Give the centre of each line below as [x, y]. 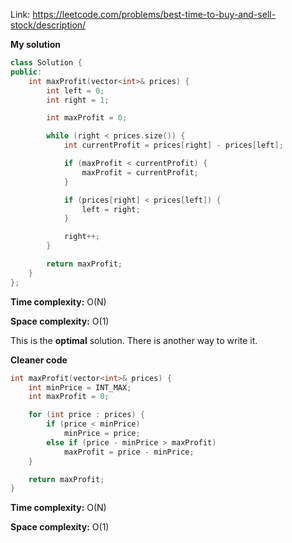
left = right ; [111, 209]
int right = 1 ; [78, 100]
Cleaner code [39, 360]
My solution [36, 44]
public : [26, 72]
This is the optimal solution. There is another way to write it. [134, 340]
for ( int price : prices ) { [86, 415]
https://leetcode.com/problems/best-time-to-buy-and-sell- [154, 14]
